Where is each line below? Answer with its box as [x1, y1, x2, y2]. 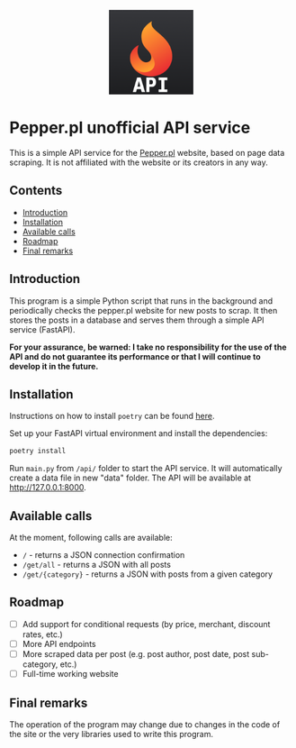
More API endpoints [22, 638, 96, 649]
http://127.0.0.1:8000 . [9, 482, 87, 493]
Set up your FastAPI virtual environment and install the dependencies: [9, 428, 268, 439]
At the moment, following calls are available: [9, 533, 173, 543]
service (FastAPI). [9, 324, 76, 334]
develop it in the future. [9, 360, 99, 371]
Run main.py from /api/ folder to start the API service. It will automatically [9, 463, 283, 474]
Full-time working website [22, 669, 119, 680]
